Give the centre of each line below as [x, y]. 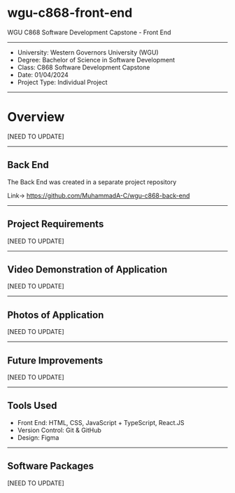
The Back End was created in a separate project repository [92, 182]
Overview [36, 117]
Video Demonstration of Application [87, 269]
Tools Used [32, 406]
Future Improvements [55, 360]
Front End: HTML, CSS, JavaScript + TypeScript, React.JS [101, 422]
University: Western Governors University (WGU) [88, 52]
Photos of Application [56, 315]
